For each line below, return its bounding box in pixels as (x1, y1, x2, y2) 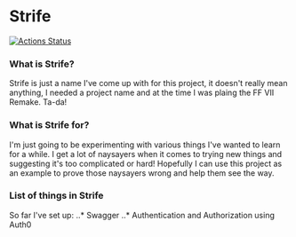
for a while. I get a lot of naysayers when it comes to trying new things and (9, 148, 283, 159)
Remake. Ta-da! (9, 97, 68, 107)
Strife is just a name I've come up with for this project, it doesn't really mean (9, 78, 288, 89)
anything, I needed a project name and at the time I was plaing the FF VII (9, 87, 275, 99)
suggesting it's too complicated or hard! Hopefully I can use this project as (9, 158, 283, 169)
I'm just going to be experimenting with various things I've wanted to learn (9, 139, 281, 150)
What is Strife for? (9, 119, 90, 131)
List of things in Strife (9, 189, 104, 201)
